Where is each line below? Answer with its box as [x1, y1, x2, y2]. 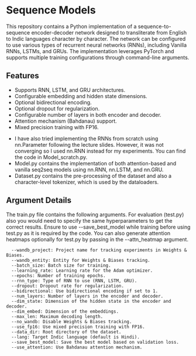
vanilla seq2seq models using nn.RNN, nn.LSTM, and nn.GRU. [14, 166, 164, 173]
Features [6, 71, 39, 81]
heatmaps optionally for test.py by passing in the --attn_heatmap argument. [6, 236, 189, 243]
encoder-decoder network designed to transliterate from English [31, 29, 187, 36]
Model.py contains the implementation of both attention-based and [14, 160, 177, 167]
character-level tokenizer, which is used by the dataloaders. [14, 178, 159, 185]
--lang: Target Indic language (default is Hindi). [11, 334, 140, 340]
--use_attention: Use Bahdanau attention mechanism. [11, 344, 143, 350]
